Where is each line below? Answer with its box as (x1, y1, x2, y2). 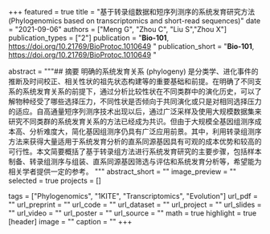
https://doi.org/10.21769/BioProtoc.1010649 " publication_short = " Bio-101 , (8, 42, 255, 50)
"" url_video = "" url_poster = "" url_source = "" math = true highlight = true (8, 208, 257, 218)
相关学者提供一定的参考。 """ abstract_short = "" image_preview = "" (8, 167, 237, 176)
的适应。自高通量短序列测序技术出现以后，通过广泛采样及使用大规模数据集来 (8, 107, 262, 116)
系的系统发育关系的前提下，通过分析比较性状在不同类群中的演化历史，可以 (8, 87, 255, 96)
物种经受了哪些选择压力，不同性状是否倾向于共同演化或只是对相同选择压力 (14, 97, 262, 106)
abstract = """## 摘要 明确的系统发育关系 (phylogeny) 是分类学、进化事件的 (8, 67, 259, 76)
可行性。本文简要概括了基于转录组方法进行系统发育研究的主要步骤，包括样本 (8, 147, 262, 156)
